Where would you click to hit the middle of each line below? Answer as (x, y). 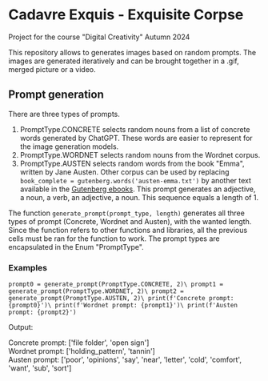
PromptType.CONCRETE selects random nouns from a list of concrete (135, 129)
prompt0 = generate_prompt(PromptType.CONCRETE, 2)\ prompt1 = (116, 285)
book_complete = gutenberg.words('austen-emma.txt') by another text (136, 180)
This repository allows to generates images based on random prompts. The (132, 52)
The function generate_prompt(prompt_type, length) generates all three (127, 213)
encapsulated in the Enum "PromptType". (76, 247)
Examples (28, 267)
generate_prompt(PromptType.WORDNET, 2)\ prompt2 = (96, 291)
